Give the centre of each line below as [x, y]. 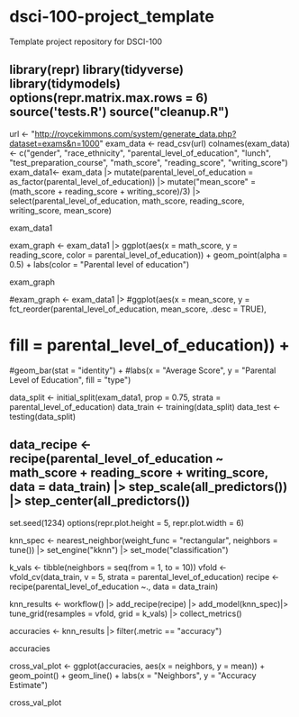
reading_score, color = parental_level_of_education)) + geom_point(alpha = [149, 255]
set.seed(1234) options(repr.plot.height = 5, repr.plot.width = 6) [127, 522]
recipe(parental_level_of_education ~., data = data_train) [114, 586]
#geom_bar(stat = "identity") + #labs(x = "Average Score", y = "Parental [143, 370]
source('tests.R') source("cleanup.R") [119, 112]
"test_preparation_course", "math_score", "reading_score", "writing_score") [149, 162]
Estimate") [28, 685]
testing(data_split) [43, 416]
